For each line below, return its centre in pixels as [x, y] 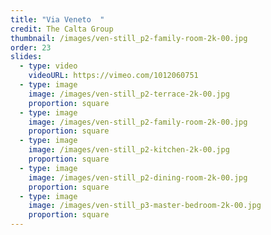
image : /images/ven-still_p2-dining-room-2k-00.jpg [138, 177]
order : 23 [31, 47]
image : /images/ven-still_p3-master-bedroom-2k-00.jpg [145, 206]
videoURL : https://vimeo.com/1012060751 [113, 76]
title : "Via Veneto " [57, 19]
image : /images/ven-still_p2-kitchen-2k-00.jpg [129, 150]
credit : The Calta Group [62, 29]
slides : [26, 57]
